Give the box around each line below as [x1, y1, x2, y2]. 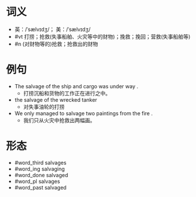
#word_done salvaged [14, 171, 68, 178]
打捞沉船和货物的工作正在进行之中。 [23, 89, 111, 96]
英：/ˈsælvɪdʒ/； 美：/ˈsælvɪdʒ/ [14, 26, 91, 33]
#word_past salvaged [14, 184, 67, 191]
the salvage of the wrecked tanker [14, 96, 98, 103]
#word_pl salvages [14, 178, 60, 185]
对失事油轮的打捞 [23, 103, 65, 110]
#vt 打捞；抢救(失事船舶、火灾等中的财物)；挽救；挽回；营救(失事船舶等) [14, 33, 191, 40]
